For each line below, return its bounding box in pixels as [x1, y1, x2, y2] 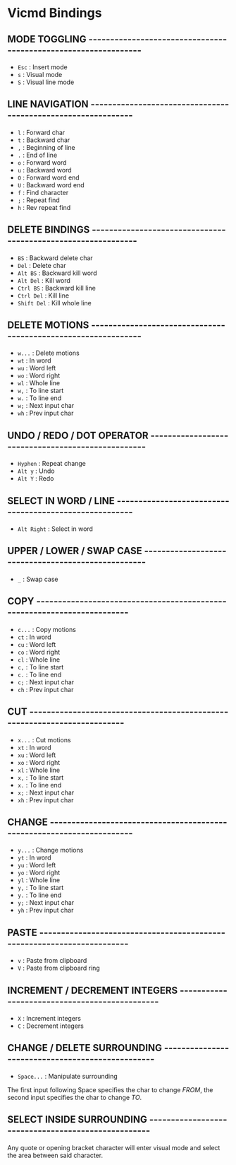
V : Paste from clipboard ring [17, 964, 100, 973]
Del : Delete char [17, 261, 66, 269]
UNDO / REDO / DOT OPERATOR [7, 429, 149, 441]
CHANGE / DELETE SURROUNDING [7, 1042, 162, 1054]
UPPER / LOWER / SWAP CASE [7, 545, 142, 557]
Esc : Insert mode [17, 63, 68, 71]
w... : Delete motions [17, 349, 80, 358]
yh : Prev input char [17, 906, 74, 915]
